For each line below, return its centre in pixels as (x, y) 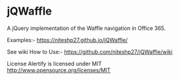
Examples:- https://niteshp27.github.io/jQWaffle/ (67, 40)
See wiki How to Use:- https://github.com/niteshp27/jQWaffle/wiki (90, 52)
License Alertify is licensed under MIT (54, 64)
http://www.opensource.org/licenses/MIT (59, 70)
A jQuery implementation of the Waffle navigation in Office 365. (86, 28)
